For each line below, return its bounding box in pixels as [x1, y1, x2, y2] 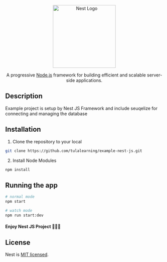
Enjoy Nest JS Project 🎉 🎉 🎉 [5, 224, 61, 230]
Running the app [5, 181, 58, 190]
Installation [5, 125, 41, 134]
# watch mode [5, 208, 33, 213]
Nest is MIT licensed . [5, 251, 49, 257]
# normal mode [5, 194, 35, 200]
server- [147, 72, 162, 78]
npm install [5, 167, 30, 172]
